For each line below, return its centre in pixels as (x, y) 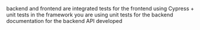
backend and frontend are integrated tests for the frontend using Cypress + (100, 9)
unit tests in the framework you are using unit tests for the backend (90, 15)
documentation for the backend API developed (64, 21)
